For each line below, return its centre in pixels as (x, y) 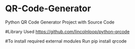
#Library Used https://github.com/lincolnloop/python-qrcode (67, 31)
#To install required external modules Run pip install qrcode (66, 41)
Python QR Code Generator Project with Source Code (60, 22)
